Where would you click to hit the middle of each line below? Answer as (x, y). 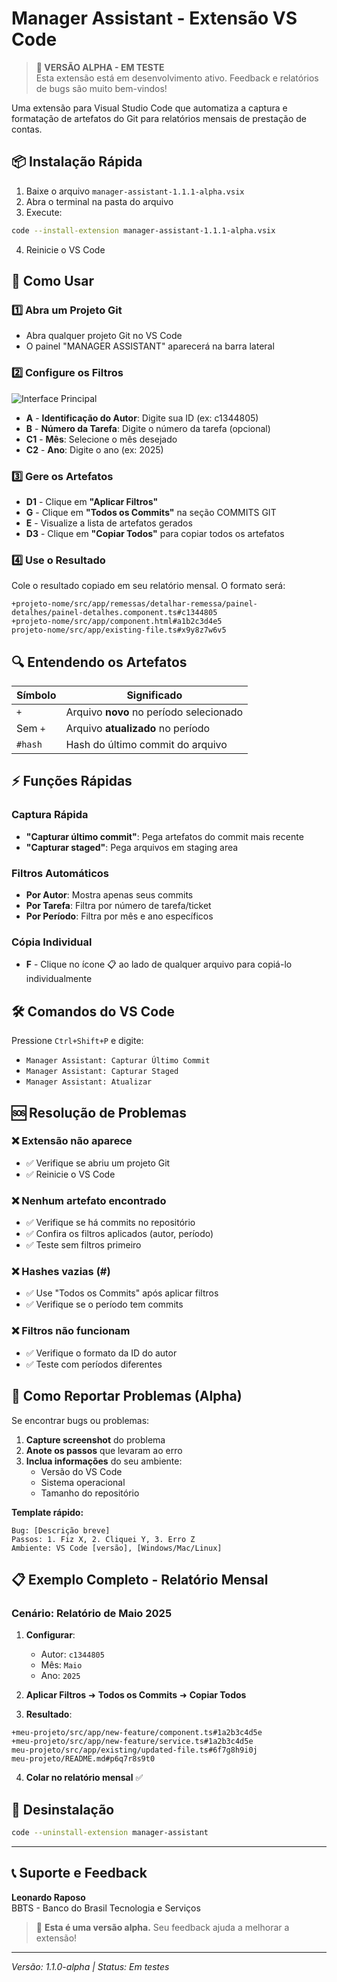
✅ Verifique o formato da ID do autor (101, 1353)
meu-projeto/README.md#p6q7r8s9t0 (83, 1759)
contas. (27, 129)
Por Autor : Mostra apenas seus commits (109, 895)
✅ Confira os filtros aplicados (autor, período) (119, 1234)
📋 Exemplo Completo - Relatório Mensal (140, 1579)
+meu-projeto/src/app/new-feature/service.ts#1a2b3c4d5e (132, 1742)
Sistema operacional (83, 1482)
